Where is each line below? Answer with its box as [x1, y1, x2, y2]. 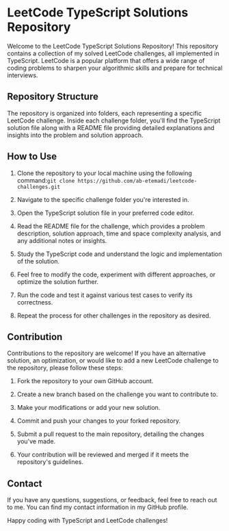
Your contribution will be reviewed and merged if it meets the [16, 450, 189, 459]
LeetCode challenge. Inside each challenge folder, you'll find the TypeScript [7, 116, 221, 125]
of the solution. [16, 257, 60, 265]
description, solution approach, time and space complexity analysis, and [16, 229, 221, 237]
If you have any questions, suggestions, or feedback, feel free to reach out [7, 496, 217, 504]
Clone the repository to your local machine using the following [16, 169, 193, 177]
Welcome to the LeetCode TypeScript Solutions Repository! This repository [7, 42, 219, 50]
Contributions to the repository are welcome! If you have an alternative [7, 349, 206, 357]
